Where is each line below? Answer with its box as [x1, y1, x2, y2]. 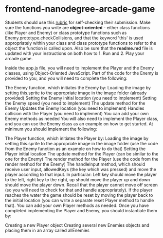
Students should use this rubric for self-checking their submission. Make [5, 19, 151, 25]
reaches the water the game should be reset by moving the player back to [5, 192, 153, 198]
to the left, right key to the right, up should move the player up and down [5, 176, 150, 183]
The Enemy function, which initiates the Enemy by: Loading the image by [5, 85, 151, 90]
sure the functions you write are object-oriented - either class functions [5, 24, 150, 30]
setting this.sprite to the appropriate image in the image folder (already [5, 90, 147, 96]
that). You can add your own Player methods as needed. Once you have [5, 203, 149, 208]
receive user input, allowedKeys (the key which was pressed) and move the [5, 166, 157, 172]
